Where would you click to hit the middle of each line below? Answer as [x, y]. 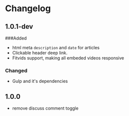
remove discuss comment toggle [45, 108]
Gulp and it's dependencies [40, 81]
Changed [16, 70]
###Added [16, 38]
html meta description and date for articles [56, 48]
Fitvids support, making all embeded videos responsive [68, 58]
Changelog [28, 9]
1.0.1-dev [19, 27]
